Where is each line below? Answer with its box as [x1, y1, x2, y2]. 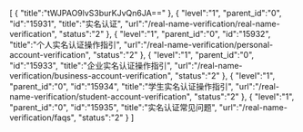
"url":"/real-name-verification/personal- [123, 40, 274, 50]
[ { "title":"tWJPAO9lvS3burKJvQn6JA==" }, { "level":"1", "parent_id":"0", [9, 8, 282, 18]
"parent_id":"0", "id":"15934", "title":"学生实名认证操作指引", [9, 81, 234, 91]
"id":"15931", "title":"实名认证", [9, 18, 123, 29]
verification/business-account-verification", [9, 71, 173, 80]
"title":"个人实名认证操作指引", [9, 40, 122, 50]
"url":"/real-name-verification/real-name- [124, 18, 280, 29]
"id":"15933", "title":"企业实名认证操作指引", [9, 61, 173, 71]
